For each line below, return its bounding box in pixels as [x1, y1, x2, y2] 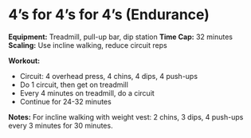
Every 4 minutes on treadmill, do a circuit [19, 88, 155, 97]
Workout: [8, 56, 41, 65]
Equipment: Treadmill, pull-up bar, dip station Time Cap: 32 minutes [8, 32, 233, 41]
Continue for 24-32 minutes [19, 97, 112, 106]
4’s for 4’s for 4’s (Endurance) [8, 6, 210, 24]
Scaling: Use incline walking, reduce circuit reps [8, 40, 167, 49]
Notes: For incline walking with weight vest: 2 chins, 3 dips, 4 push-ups [8, 112, 244, 121]
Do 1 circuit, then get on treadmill [19, 80, 129, 89]
